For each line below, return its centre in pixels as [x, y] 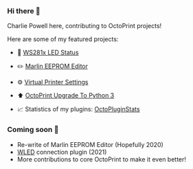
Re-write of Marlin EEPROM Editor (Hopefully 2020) [90, 144]
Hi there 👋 [24, 11]
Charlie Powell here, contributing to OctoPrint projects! [84, 26]
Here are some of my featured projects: [63, 39]
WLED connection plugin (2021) [62, 152]
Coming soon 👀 [33, 130]
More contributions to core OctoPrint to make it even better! [102, 159]
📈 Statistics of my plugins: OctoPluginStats [78, 109]
